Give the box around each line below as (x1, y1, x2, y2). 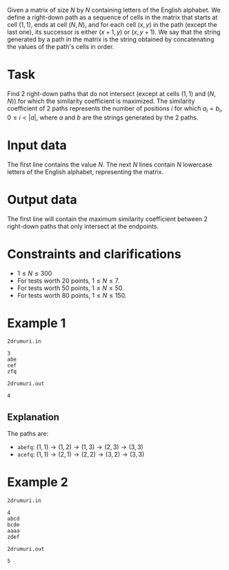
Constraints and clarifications (7, 246, 181, 262)
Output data (7, 191, 77, 207)
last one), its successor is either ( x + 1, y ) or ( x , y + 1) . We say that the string (7, 28, 221, 36)
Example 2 (7, 475, 69, 490)
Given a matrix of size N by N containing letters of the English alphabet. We (7, 6, 221, 14)
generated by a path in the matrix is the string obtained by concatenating (7, 35, 215, 44)
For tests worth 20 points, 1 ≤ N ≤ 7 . (17, 276, 120, 285)
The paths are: (7, 430, 49, 438)
